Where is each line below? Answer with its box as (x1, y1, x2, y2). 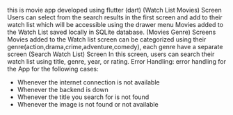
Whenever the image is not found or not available (17, 100, 159, 108)
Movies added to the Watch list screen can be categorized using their (7, 35, 207, 44)
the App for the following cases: (7, 65, 99, 73)
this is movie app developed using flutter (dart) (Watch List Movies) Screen (7, 6, 222, 14)
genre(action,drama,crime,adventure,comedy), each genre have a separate (7, 43, 223, 51)
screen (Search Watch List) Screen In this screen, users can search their (7, 50, 215, 58)
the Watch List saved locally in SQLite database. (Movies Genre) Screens (7, 28, 216, 36)
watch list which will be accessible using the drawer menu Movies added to (7, 21, 224, 28)
